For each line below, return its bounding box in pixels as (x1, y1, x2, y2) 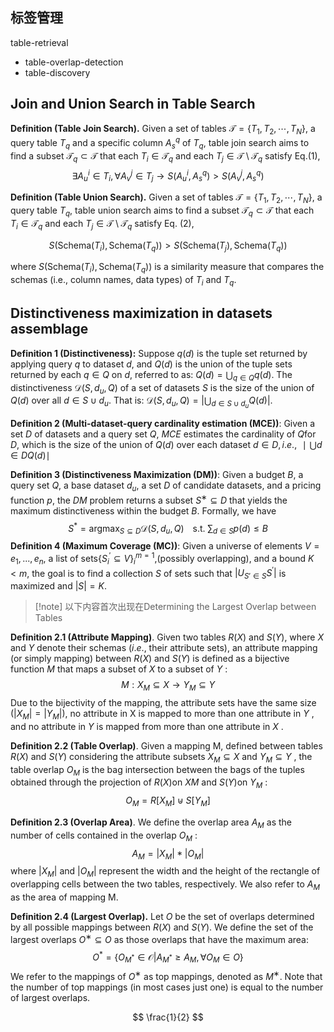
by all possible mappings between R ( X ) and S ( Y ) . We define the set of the (10, 921, 314, 933)
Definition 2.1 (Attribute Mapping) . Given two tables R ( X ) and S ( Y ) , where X (10, 631, 324, 643)
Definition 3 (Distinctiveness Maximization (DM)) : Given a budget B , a (10, 469, 304, 481)
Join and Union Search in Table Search (10, 96, 256, 113)
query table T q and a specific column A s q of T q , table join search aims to (10, 135, 310, 151)
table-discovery (24, 66, 91, 78)
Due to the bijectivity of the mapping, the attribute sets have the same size (10, 697, 317, 709)
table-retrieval (10, 36, 69, 48)
